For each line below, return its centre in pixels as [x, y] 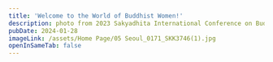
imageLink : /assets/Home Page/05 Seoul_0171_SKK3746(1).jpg [113, 38]
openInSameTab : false [45, 46]
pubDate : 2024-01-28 [43, 31]
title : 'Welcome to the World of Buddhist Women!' [96, 16]
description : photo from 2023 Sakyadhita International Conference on [130, 23]
